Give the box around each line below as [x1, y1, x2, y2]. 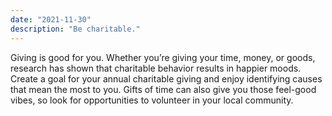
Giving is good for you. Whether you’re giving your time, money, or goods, [10, 51, 316, 63]
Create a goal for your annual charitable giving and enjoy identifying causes [10, 72, 323, 85]
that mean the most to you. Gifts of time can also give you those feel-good [10, 83, 317, 95]
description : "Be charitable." [10, 24, 141, 34]
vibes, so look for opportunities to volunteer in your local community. [10, 94, 294, 106]
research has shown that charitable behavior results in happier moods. [10, 62, 302, 74]
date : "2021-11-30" [10, 14, 92, 25]
